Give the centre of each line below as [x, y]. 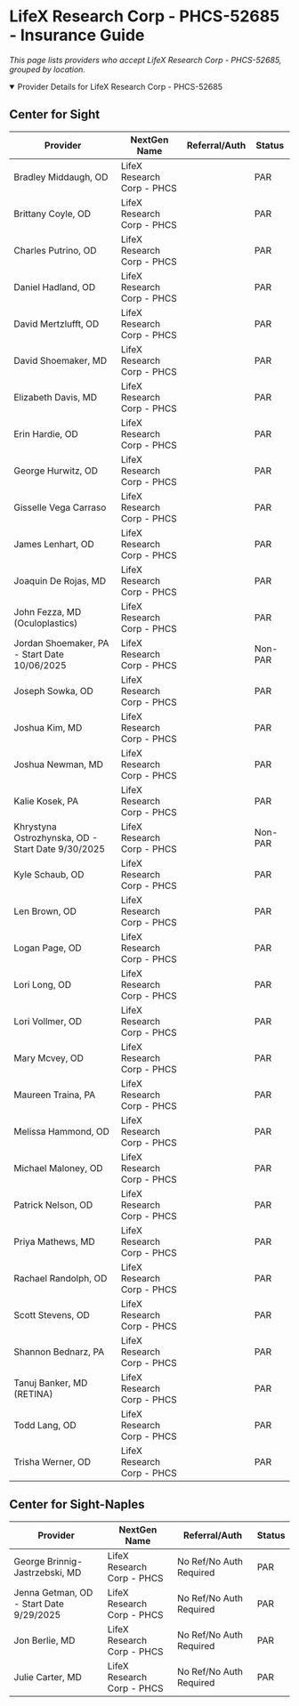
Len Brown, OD [45, 911]
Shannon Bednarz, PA [59, 1352]
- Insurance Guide [77, 35]
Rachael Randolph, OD [61, 1278]
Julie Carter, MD [48, 1677]
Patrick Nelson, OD [53, 1205]
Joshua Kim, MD [48, 727]
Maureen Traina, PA [55, 1095]
